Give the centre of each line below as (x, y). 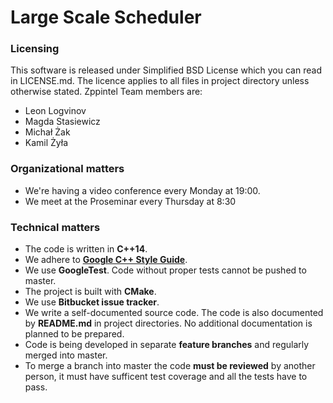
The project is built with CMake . (90, 292)
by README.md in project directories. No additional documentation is (168, 323)
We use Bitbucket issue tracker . (92, 302)
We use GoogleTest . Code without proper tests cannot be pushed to (165, 270)
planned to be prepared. (74, 334)
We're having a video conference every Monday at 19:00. (142, 190)
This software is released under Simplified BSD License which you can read (166, 70)
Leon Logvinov (55, 111)
